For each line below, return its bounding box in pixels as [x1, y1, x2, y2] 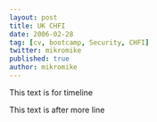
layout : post [9, 12, 58, 22]
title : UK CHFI [9, 21, 66, 30]
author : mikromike [9, 63, 78, 72]
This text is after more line [9, 104, 105, 115]
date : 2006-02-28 [9, 29, 74, 38]
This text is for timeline [9, 86, 94, 98]
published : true [9, 54, 70, 63]
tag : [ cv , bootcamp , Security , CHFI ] [9, 37, 150, 47]
